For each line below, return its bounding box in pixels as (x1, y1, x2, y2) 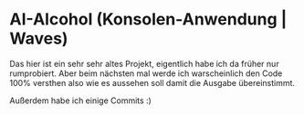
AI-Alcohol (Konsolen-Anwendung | (9, 9, 288, 30)
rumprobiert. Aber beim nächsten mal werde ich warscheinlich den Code (9, 68, 283, 79)
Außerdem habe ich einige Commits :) (9, 95, 152, 106)
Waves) (9, 28, 68, 49)
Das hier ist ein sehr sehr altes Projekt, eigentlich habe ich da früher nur (9, 58, 280, 69)
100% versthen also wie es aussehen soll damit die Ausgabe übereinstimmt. (9, 77, 295, 88)
